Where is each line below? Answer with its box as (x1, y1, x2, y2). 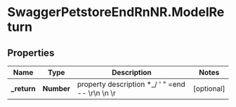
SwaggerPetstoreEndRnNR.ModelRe (7, 4, 225, 20)
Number (42, 84, 71, 93)
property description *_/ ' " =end (77, 80, 186, 89)
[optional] (192, 84, 225, 93)
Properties (7, 47, 55, 59)
